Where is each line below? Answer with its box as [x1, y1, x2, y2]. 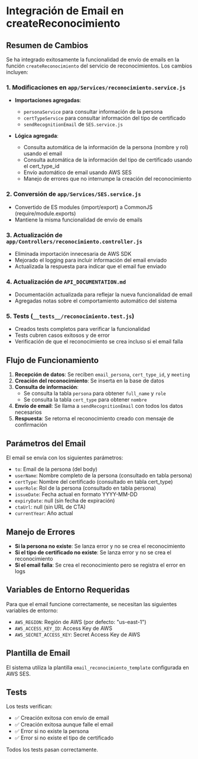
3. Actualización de [6, 231, 63, 239]
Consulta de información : [14, 384, 79, 391]
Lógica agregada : [14, 132, 59, 140]
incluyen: [6, 69, 28, 75]
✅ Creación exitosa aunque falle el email [14, 721, 113, 728]
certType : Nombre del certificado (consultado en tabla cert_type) [14, 478, 173, 485]
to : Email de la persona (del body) [14, 466, 98, 473]
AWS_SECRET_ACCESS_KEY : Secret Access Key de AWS [14, 631, 141, 638]
